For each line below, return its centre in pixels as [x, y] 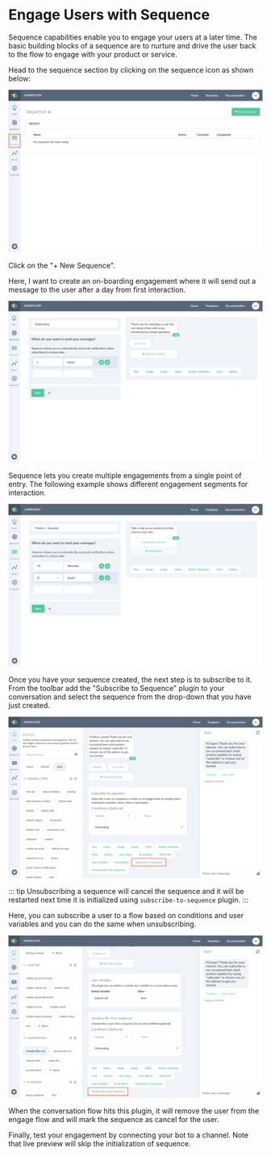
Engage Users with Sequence [109, 15]
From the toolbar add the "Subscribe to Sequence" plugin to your [117, 688]
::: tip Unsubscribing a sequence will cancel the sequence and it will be [126, 892]
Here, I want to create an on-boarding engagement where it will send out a [132, 281]
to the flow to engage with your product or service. [93, 54]
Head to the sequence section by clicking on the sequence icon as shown [131, 69]
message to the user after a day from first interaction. [97, 289]
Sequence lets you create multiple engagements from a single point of [125, 476]
